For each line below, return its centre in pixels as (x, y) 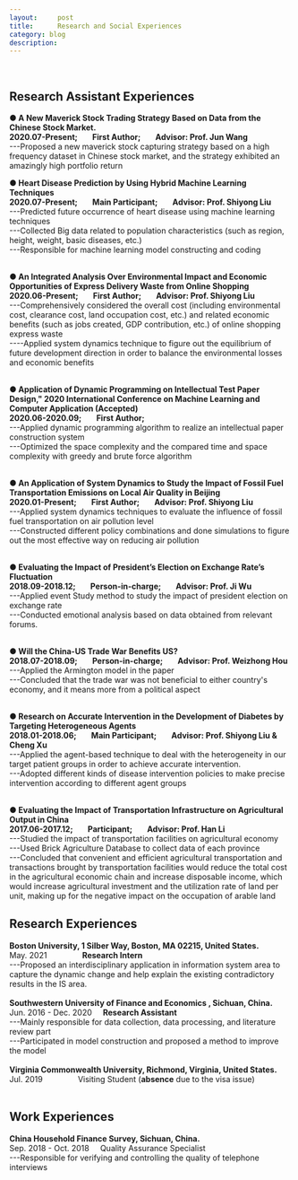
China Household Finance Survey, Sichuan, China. (105, 1138)
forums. (24, 625)
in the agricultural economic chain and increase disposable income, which (146, 877)
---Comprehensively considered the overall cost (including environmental (145, 305)
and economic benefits (52, 363)
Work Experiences (62, 1117)
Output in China (39, 820)
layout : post (42, 17)
